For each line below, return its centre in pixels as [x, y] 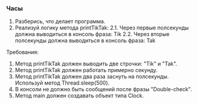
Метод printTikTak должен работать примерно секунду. [86, 70]
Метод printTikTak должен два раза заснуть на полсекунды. [92, 77]
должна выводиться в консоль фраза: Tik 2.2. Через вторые [92, 34]
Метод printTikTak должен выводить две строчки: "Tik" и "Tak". [96, 64]
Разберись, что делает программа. [60, 22]
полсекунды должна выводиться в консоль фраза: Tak [85, 41]
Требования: [22, 52]
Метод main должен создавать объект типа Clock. [79, 96]
